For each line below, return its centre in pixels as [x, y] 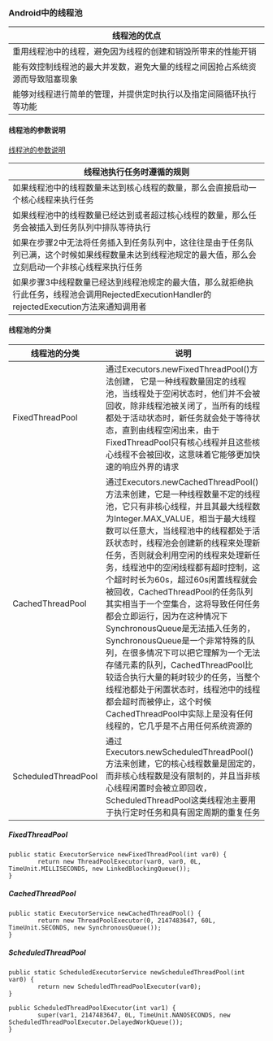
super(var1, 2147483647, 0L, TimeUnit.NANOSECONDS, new [134, 1015]
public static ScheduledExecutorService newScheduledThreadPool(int [127, 972]
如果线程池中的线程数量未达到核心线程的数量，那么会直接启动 [131, 187]
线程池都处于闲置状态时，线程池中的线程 [183, 689]
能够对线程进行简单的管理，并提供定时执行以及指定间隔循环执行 [135, 94]
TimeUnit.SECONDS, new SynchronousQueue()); [85, 928]
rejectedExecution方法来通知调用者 [80, 307]
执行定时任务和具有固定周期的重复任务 [187, 812]
